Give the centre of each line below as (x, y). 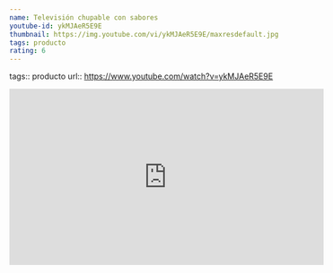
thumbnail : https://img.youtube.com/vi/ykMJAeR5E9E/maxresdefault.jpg (144, 34)
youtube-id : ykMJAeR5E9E (56, 26)
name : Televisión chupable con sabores (84, 17)
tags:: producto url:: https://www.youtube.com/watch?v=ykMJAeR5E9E (141, 76)
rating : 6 (28, 51)
